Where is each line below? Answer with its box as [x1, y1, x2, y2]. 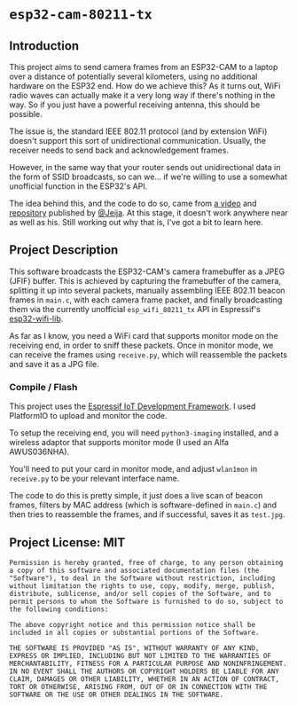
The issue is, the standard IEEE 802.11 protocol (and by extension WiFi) [9, 126, 268, 137]
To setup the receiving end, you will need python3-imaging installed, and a [9, 428, 279, 438]
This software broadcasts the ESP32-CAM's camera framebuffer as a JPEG [9, 266, 285, 277]
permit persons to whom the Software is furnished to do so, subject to [9, 597, 284, 606]
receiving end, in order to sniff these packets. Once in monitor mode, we [9, 340, 274, 350]
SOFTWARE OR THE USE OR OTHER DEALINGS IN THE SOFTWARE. [9, 690, 224, 699]
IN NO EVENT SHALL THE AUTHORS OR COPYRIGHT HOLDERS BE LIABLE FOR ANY [9, 667, 279, 676]
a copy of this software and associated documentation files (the [9, 566, 260, 575]
